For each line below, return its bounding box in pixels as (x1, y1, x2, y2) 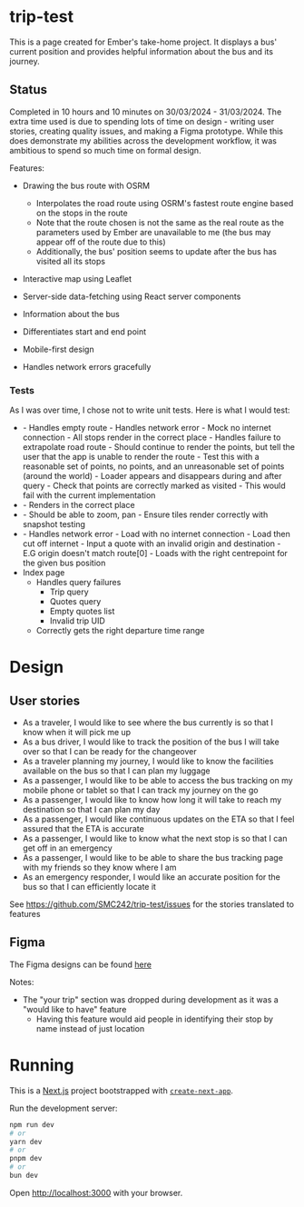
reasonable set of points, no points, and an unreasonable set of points (22, 461, 285, 472)
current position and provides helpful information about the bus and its (9, 45, 274, 56)
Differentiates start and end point (22, 325, 147, 337)
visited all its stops (35, 255, 106, 266)
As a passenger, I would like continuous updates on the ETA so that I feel (22, 813, 295, 824)
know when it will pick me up (22, 727, 132, 738)
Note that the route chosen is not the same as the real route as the (35, 216, 284, 228)
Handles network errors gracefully (22, 361, 152, 372)
